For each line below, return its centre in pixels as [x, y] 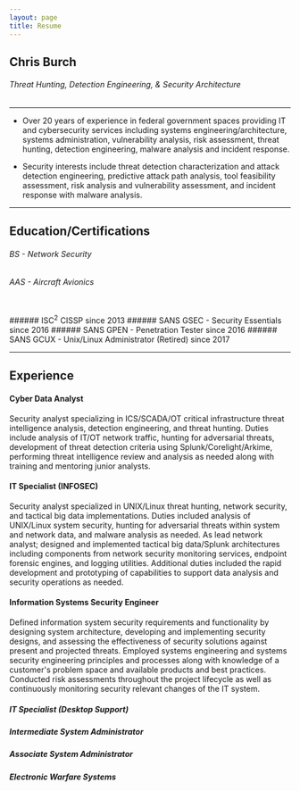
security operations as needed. [67, 582]
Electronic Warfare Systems [63, 777]
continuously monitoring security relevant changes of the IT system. [135, 688]
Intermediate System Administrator [77, 731]
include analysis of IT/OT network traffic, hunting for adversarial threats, [142, 437]
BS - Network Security [50, 254]
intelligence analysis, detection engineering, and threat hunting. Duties [139, 428]
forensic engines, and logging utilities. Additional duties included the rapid [146, 562]
